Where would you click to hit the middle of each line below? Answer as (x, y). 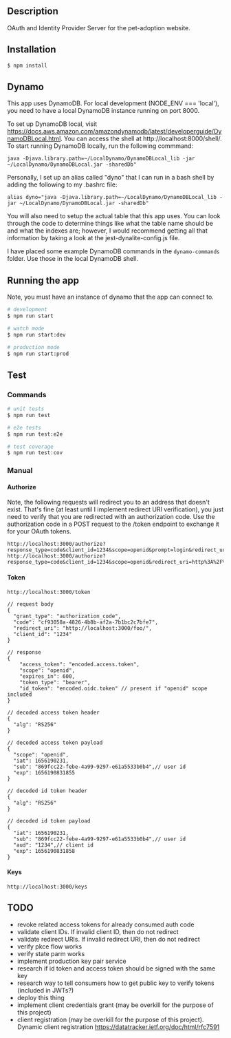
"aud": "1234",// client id (54, 845)
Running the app (43, 280)
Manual (20, 471)
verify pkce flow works (49, 946)
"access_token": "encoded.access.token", (79, 664)
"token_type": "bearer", (55, 682)
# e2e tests (24, 427)
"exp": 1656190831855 (44, 773)
